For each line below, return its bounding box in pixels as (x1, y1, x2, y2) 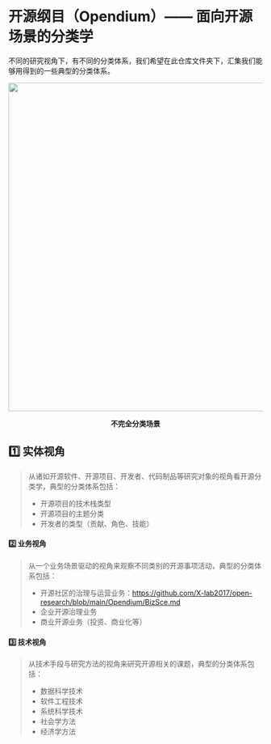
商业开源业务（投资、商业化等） (40, 616, 147, 627)
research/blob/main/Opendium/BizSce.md (40, 597, 181, 607)
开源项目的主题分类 (40, 509, 105, 518)
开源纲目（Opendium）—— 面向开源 (8, 7, 253, 26)
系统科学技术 (40, 707, 83, 717)
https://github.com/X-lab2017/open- (131, 588, 252, 598)
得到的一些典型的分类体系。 (22, 66, 115, 75)
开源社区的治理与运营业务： (40, 588, 133, 598)
